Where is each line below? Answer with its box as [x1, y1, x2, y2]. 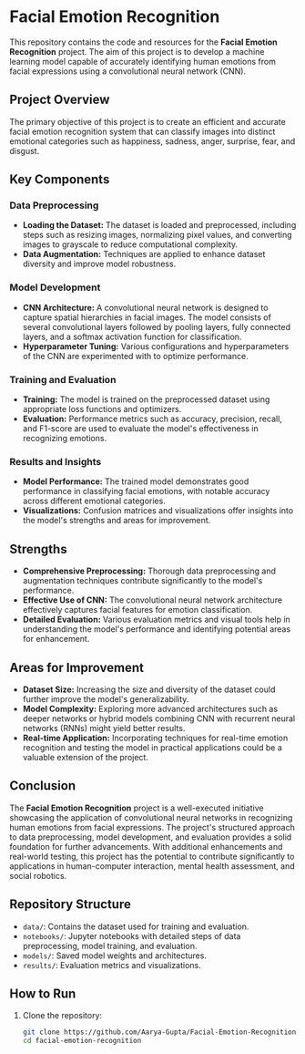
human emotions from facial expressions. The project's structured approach [9, 821, 296, 832]
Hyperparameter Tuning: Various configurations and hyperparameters [22, 340, 290, 352]
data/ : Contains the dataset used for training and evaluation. [22, 921, 249, 932]
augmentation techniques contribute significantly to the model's [22, 575, 263, 586]
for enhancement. [22, 634, 90, 645]
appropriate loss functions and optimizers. [22, 404, 182, 415]
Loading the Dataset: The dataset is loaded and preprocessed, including [22, 220, 297, 231]
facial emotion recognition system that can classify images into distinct [9, 126, 276, 137]
